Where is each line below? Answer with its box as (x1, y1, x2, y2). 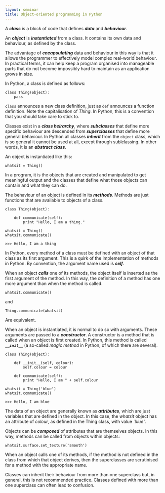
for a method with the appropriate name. (5, 462, 87, 468)
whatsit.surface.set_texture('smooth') (5, 443, 87, 448)
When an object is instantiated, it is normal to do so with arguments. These (5, 327, 157, 332)
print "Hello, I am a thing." (23, 219, 85, 225)
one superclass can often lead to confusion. (5, 482, 95, 488)
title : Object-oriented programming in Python (5, 12, 103, 17)
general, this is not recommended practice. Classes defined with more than (5, 477, 159, 483)
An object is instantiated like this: (5, 154, 73, 160)
